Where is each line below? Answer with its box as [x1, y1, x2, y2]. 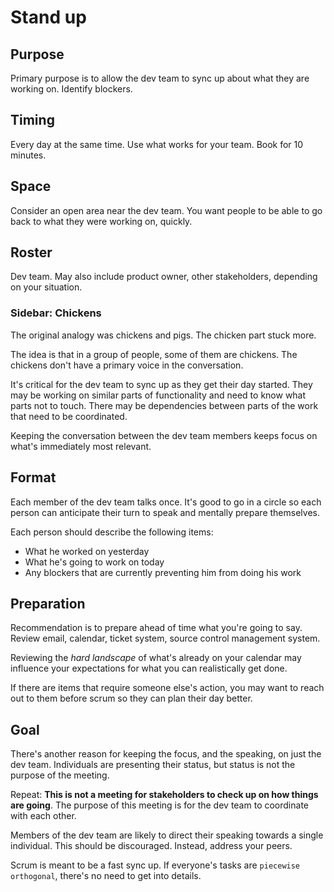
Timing [10, 112, 55, 129]
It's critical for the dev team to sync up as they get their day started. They [10, 378, 313, 390]
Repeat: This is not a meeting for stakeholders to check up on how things [10, 789, 319, 801]
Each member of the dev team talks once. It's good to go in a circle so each [10, 496, 322, 508]
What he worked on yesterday [24, 545, 150, 557]
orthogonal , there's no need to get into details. [10, 870, 202, 882]
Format [10, 469, 57, 486]
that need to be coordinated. [10, 410, 128, 422]
